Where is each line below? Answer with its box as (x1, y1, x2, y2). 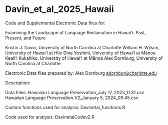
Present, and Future (5, 35, 46, 41)
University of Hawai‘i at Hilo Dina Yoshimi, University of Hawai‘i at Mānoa (5, 50, 156, 56)
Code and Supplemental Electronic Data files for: (5, 20, 106, 26)
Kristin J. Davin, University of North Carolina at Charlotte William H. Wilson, (5, 44, 160, 50)
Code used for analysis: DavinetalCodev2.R (5, 114, 95, 120)
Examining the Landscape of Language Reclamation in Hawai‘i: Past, (5, 29, 146, 35)
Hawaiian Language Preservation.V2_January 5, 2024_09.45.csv (5, 95, 138, 101)
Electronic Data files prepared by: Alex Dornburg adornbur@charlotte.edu (5, 70, 157, 76)
